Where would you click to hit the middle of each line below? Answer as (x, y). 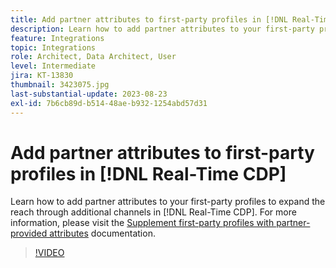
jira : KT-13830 (42, 76)
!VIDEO (49, 253)
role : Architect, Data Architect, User (93, 57)
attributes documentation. (102, 233)
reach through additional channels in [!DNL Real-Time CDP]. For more (153, 212)
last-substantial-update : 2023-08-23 (89, 94)
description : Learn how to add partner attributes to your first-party (162, 29)
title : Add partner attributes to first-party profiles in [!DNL (149, 19)
